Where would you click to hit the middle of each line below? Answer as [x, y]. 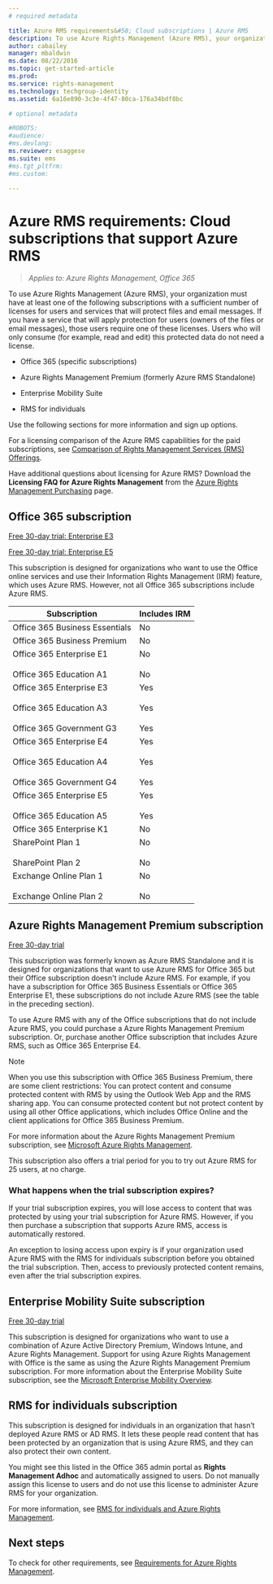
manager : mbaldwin [39, 54]
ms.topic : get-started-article [61, 69]
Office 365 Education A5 [60, 816]
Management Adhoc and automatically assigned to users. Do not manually [134, 1476]
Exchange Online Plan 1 [58, 876]
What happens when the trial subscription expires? [111, 1190]
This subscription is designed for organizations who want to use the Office [133, 568]
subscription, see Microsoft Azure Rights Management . [101, 1144]
